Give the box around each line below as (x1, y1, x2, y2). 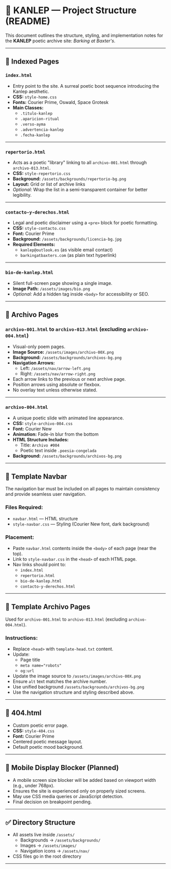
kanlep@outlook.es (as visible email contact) (20, 247, 113, 253)
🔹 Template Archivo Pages (5, 602, 91, 611)
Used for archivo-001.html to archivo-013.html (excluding (5, 616, 128, 622)
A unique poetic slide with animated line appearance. (12, 415, 124, 421)
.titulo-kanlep (20, 111, 52, 116)
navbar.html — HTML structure (12, 515, 78, 521)
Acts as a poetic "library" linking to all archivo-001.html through (12, 159, 147, 165)
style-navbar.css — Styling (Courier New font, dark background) (12, 521, 150, 527)
